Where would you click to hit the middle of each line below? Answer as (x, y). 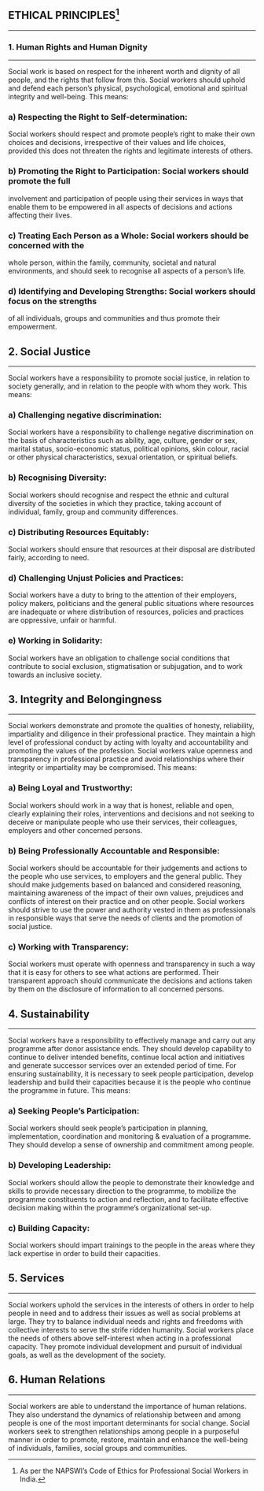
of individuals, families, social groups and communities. (98, 1448)
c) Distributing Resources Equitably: (79, 532)
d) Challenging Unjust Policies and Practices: (96, 578)
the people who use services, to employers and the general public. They (125, 876)
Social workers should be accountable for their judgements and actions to (128, 868)
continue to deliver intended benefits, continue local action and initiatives (126, 1057)
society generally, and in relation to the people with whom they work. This (128, 386)
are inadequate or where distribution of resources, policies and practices (126, 612)
